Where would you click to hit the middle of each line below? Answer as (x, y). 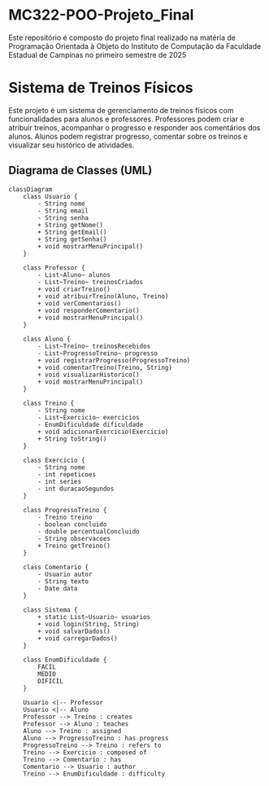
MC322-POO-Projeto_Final (101, 15)
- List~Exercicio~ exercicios (89, 417)
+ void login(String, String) (89, 624)
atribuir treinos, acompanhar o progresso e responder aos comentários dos (134, 127)
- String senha (63, 217)
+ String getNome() (71, 225)
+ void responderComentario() (89, 310)
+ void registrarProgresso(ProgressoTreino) (114, 360)
